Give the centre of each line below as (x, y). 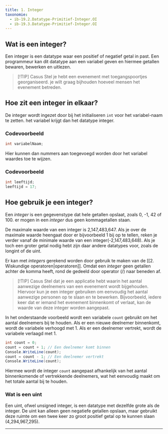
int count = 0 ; (21, 342)
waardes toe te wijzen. (28, 159)
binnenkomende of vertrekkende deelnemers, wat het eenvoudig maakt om (83, 376)
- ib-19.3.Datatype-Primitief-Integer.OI (53, 24)
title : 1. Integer (24, 10)
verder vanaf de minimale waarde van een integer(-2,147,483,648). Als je (80, 240)
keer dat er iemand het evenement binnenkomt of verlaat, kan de (84, 302)
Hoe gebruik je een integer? (49, 202)
